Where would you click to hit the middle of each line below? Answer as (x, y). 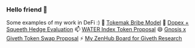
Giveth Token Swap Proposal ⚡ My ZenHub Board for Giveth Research (94, 38)
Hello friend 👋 (27, 10)
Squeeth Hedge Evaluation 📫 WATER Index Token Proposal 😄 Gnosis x (96, 29)
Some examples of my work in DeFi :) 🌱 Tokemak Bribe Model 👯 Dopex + (97, 23)
